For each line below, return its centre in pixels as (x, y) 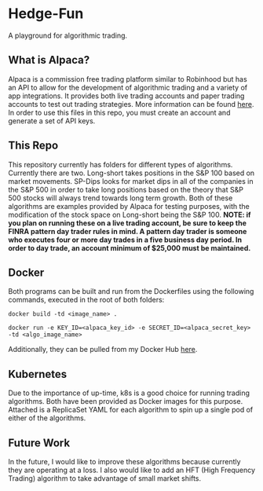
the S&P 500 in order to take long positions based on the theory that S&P (126, 189)
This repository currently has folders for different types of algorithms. (121, 164)
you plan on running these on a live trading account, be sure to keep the (128, 223)
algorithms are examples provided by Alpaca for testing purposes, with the (129, 206)
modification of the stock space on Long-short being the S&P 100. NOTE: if (130, 214)
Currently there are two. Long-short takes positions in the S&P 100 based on (131, 173)
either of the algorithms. (47, 418)
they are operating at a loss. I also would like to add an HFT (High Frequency (132, 470)
